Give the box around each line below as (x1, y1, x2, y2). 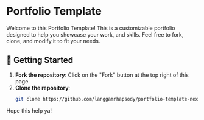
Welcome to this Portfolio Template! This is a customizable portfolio (6, 24, 175, 32)
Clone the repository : (15, 84, 71, 91)
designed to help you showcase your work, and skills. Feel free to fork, (6, 30, 184, 38)
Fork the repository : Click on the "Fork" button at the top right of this (15, 71, 189, 79)
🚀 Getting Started (6, 55, 74, 65)
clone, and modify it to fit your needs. (6, 37, 100, 44)
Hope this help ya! (6, 107, 52, 114)
